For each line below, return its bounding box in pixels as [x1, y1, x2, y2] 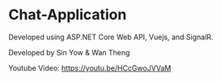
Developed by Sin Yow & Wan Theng [8, 47, 130, 57]
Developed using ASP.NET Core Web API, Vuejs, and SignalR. [8, 32, 214, 42]
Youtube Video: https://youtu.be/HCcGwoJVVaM [8, 63, 172, 73]
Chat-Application [8, 6, 127, 24]
